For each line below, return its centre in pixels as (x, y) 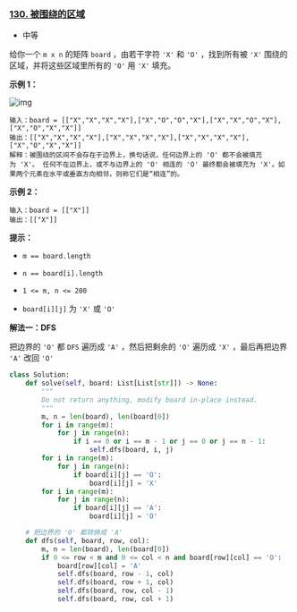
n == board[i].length (62, 274)
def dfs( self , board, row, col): (88, 540)
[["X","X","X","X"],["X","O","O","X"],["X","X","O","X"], (171, 121)
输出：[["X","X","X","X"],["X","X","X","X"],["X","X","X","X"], (130, 138)
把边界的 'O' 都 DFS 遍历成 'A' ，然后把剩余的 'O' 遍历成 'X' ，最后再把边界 (148, 347)
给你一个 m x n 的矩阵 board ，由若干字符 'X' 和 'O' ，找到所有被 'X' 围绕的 (148, 55)
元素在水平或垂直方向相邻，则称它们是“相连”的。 (106, 174)
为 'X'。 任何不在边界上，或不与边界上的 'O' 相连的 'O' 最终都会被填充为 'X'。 (144, 165)
